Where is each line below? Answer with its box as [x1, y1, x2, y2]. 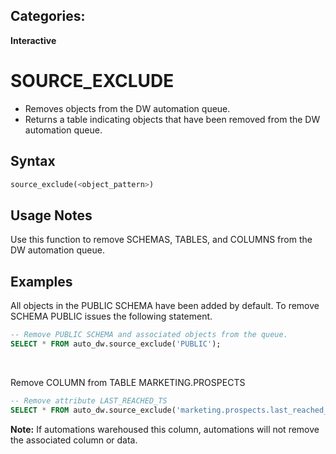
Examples [10, 273, 73, 290]
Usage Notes [10, 207, 93, 224]
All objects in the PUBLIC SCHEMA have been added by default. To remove [10, 300, 320, 312]
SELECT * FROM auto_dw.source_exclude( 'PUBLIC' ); [10, 339, 222, 349]
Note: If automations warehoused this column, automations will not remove [10, 423, 320, 435]
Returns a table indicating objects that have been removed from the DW [24, 113, 321, 125]
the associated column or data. [10, 434, 138, 446]
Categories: [10, 8, 86, 25]
